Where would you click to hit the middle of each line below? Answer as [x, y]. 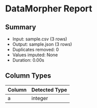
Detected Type [49, 90]
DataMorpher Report [49, 9]
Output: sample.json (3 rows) [42, 44]
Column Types [28, 76]
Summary [21, 27]
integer [40, 98]
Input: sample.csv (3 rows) [40, 39]
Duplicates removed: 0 [36, 50]
